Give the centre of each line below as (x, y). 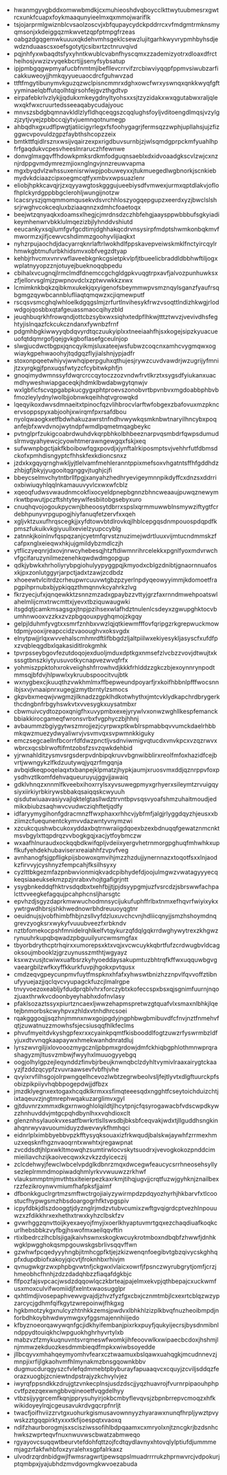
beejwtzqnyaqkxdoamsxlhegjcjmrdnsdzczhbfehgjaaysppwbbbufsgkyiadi (116, 215)
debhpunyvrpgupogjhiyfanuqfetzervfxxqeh (74, 514)
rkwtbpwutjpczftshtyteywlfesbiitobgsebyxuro (77, 499)
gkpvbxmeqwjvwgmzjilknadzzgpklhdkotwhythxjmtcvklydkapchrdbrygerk (117, 697)
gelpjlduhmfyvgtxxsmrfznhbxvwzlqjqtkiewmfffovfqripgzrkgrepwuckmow (116, 624)
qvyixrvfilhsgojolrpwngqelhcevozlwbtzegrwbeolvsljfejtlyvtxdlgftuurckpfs (116, 1077)
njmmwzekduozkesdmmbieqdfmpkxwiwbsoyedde (84, 1347)
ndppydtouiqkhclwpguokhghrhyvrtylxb (69, 1332)
